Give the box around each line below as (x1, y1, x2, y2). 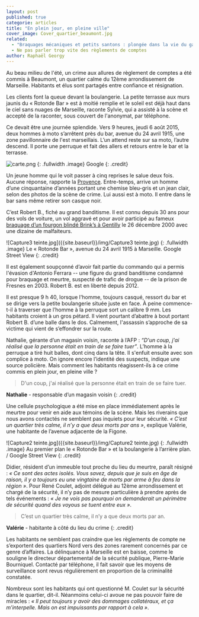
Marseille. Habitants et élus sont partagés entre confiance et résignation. (6, 81, 184, 89)
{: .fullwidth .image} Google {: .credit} (37, 160, 129, 167)
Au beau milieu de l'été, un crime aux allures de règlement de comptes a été (6, 69, 192, 76)
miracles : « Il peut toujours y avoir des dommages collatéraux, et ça (6, 597, 174, 605)
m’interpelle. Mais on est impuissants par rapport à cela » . (6, 603, 149, 611)
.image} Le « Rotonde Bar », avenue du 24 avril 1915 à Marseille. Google (6, 245, 182, 252)
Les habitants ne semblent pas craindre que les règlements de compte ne (6, 535, 186, 543)
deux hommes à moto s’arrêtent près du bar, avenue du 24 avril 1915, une (6, 130, 185, 137)
